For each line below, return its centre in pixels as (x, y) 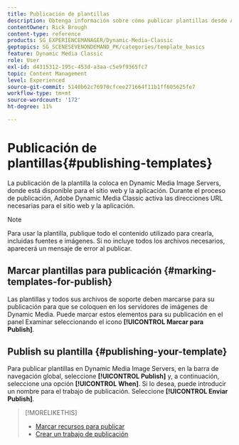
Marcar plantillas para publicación (85, 271)
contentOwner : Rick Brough (47, 27)
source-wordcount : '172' (44, 100)
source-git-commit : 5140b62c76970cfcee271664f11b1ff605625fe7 (101, 87)
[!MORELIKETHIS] (51, 413)
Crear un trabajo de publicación (82, 434)
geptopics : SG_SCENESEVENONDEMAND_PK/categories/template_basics (106, 47)
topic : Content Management (47, 73)
